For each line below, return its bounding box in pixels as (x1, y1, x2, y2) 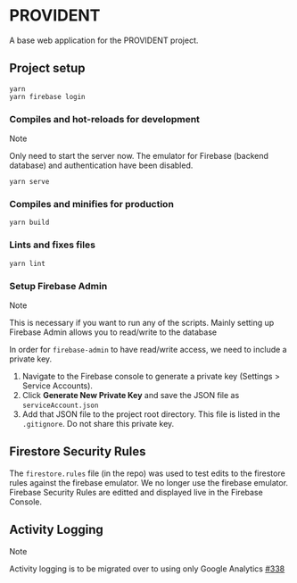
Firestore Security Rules (9, 444, 146, 460)
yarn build (9, 218, 50, 228)
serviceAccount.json (21, 401, 99, 410)
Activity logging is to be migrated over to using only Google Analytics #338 (9, 563, 285, 574)
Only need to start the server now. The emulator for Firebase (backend (9, 151, 269, 162)
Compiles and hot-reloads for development (9, 112, 201, 125)
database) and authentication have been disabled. (9, 160, 194, 171)
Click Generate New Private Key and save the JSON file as (21, 389, 240, 400)
